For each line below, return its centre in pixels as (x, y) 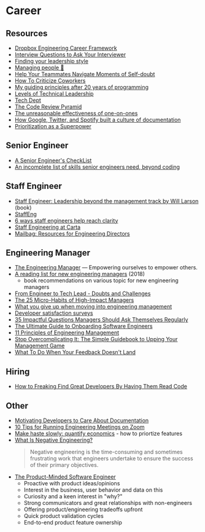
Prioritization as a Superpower (53, 126)
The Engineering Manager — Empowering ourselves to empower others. (106, 268)
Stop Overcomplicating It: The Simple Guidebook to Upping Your (96, 339)
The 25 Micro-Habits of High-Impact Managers (74, 300)
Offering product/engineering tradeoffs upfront (83, 509)
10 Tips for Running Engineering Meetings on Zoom (79, 427)
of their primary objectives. (64, 465)
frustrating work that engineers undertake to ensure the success (112, 458)
